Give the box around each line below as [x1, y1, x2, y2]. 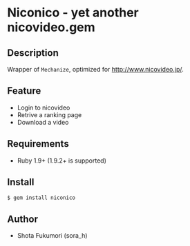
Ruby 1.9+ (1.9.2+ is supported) [17, 156, 107, 165]
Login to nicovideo [17, 103, 70, 112]
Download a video [17, 118, 69, 126]
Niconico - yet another [7, 5, 140, 21]
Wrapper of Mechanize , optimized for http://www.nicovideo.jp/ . [7, 65, 184, 73]
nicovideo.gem [7, 19, 95, 35]
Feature [7, 85, 41, 97]
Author [7, 213, 38, 225]
